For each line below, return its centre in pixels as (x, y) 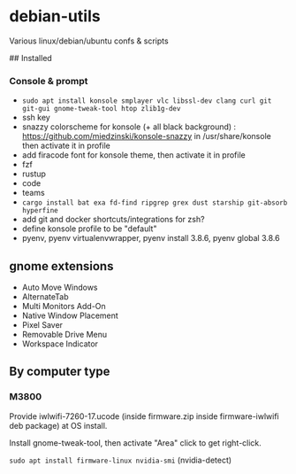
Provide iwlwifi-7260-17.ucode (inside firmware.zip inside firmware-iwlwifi (144, 416)
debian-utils (55, 16)
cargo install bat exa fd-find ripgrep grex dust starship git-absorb (155, 203)
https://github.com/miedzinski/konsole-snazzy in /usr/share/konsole (146, 136)
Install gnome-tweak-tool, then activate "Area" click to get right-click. (136, 443)
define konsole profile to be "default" (89, 229)
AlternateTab (45, 297)
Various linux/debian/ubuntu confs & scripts (89, 41)
